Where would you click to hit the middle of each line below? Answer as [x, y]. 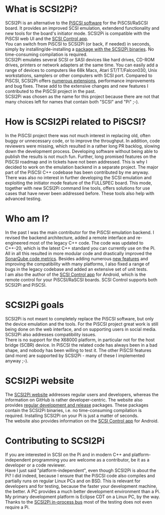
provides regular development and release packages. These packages [77, 405]
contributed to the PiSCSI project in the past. [51, 91]
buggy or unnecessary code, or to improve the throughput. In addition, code [82, 141]
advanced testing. [23, 199]
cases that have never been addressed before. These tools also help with [80, 193]
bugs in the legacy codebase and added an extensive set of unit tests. [77, 269]
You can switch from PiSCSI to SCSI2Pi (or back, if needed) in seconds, [78, 44]
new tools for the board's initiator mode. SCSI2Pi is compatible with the [78, 33]
